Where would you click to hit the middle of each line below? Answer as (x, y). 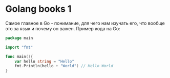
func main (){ (19, 56)
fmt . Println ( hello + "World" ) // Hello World (64, 66)
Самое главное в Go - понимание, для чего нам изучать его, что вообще (85, 23)
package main (19, 38)
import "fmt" (19, 47)
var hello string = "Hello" (44, 61)
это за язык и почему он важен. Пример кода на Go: (63, 28)
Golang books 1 (38, 9)
